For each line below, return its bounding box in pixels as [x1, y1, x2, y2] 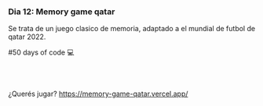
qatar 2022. [8, 32, 46, 41]
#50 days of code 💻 [8, 48, 75, 57]
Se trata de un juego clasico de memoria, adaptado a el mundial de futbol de [8, 24, 256, 34]
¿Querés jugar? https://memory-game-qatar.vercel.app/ [8, 89, 188, 99]
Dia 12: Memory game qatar [8, 6, 115, 17]
